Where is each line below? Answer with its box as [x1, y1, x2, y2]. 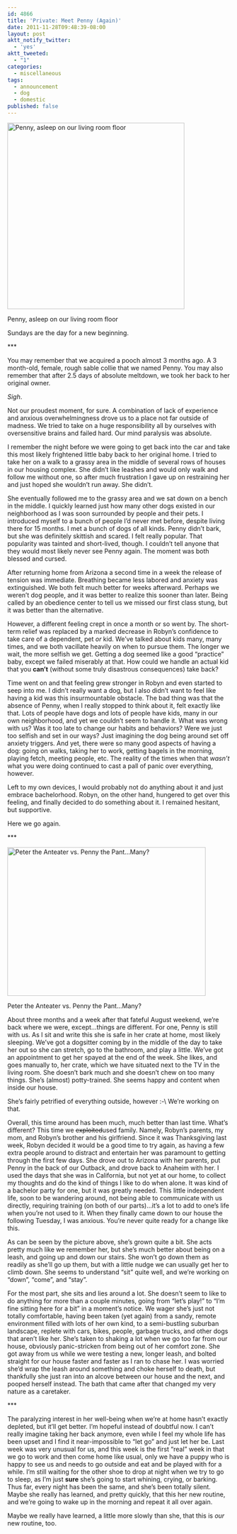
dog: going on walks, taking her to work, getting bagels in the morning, [7, 746, 214, 755]
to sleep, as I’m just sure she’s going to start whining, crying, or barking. [7, 1474, 218, 1484]
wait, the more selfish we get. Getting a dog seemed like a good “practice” [7, 650, 224, 658]
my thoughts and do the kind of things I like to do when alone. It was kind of [7, 1178, 229, 1187]
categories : [7, 63, 42, 70]
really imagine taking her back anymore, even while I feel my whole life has [7, 1430, 226, 1438]
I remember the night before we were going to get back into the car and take [7, 442, 231, 451]
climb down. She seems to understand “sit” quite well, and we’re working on [7, 1268, 229, 1276]
